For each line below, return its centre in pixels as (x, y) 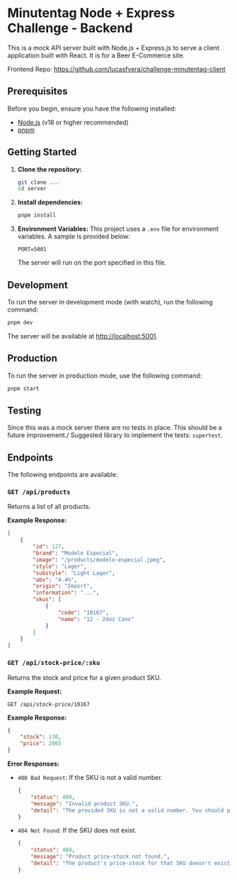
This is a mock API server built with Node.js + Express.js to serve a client (114, 48)
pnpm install (37, 215)
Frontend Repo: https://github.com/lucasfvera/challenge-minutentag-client (116, 69)
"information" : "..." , (66, 593)
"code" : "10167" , (83, 612)
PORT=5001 (32, 250)
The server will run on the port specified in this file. (92, 263)
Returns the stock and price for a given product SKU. (84, 677)
